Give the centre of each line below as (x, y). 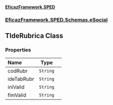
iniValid (16, 87)
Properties (18, 50)
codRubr (18, 71)
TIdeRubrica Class (34, 35)
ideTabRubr (21, 79)
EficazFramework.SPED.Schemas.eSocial (56, 20)
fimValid (17, 95)
